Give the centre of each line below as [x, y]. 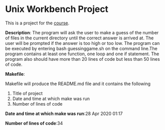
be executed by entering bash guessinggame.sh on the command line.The [82, 48]
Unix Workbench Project [57, 9]
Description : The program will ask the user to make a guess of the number [82, 32]
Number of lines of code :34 [34, 123]
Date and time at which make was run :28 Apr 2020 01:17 [64, 114]
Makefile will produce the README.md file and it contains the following [78, 84]
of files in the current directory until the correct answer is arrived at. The [80, 38]
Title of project [27, 93]
